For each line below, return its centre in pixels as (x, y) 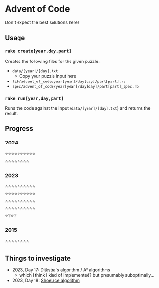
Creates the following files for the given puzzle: (52, 61)
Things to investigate (38, 258)
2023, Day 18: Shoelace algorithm (46, 280)
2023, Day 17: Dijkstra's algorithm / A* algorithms (61, 270)
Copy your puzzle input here (48, 76)
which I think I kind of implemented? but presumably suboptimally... (87, 275)
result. (11, 113)
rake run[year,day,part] (35, 98)
